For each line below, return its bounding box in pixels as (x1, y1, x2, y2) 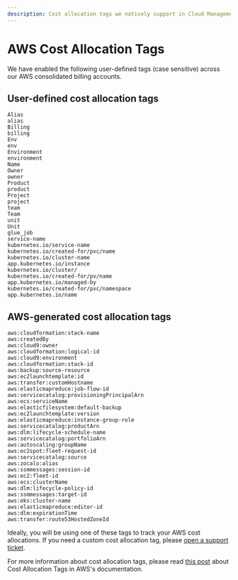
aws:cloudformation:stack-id (7, 361, 93, 368)
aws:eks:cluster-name (7, 498, 72, 505)
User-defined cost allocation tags (7, 92, 159, 104)
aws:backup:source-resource (7, 367, 91, 374)
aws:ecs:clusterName (7, 478, 69, 486)
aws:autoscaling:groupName (7, 442, 87, 449)
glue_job (7, 229, 33, 236)
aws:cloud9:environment (7, 354, 78, 362)
